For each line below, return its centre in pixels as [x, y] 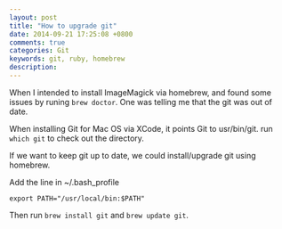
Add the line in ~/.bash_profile [64, 182]
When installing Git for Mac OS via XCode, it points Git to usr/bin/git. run [141, 128]
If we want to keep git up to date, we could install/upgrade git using [133, 155]
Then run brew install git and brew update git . [99, 215]
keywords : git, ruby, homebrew [67, 59]
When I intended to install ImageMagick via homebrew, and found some [140, 92]
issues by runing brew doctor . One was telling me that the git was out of [141, 102]
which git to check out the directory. [77, 138]
